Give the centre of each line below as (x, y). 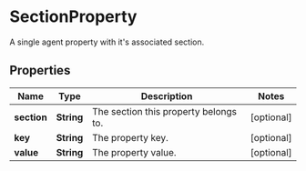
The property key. (130, 137)
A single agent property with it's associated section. (107, 42)
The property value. (134, 152)
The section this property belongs (164, 111)
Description (167, 96)
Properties (40, 70)
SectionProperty (73, 17)
